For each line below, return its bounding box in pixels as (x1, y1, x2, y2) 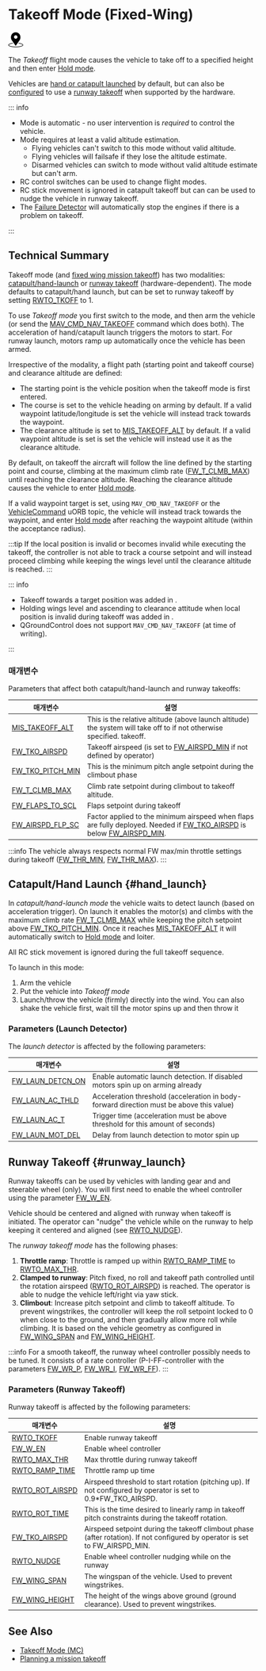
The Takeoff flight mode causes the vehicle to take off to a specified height (8, 55, 253, 64)
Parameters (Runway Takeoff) (8, 1384, 126, 1395)
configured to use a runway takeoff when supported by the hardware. (8, 87, 236, 97)
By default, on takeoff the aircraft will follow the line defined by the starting (8, 457, 253, 467)
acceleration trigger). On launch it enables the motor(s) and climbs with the (8, 907, 253, 916)
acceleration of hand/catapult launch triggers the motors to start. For (8, 327, 233, 337)
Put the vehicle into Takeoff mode (19, 987, 131, 996)
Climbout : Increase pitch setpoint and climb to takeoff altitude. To (19, 1298, 235, 1308)
